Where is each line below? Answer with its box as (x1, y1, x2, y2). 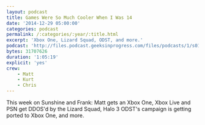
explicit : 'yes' (6, 59, 48, 66)
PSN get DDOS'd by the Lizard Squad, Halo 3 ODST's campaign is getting (6, 106, 192, 112)
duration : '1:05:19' (6, 54, 59, 60)
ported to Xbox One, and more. (6, 112, 84, 119)
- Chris (17, 83, 37, 89)
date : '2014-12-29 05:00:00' (6, 20, 81, 26)
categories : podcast (6, 25, 59, 32)
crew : (6, 65, 20, 72)
